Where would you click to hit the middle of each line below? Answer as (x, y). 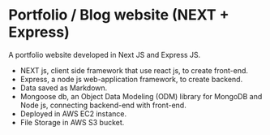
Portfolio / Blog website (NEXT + (119, 15)
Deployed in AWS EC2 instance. (73, 113)
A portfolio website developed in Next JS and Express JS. (105, 54)
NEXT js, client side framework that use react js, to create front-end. (134, 70)
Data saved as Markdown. (64, 88)
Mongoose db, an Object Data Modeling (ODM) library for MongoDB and (141, 96)
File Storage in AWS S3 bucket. (72, 122)
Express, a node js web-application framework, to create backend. (131, 79)
